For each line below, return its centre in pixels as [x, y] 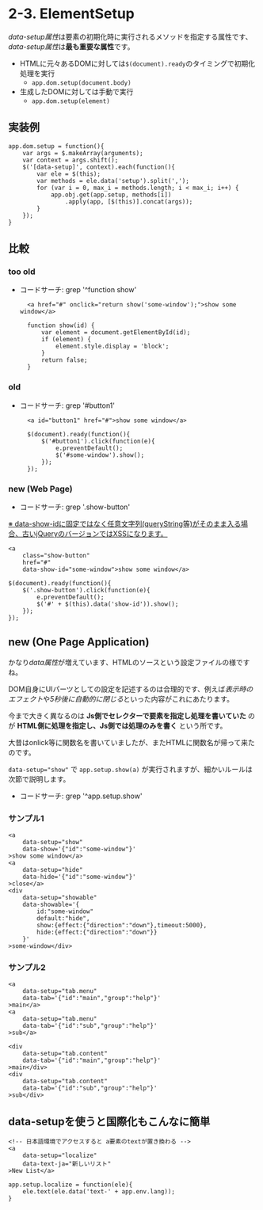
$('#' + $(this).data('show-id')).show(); [108, 604]
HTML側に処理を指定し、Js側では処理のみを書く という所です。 [122, 725]
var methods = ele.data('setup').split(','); [113, 181]
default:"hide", [63, 919]
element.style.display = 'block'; [112, 346]
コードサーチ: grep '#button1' [67, 405]
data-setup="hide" [53, 870]
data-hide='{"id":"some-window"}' [79, 877]
